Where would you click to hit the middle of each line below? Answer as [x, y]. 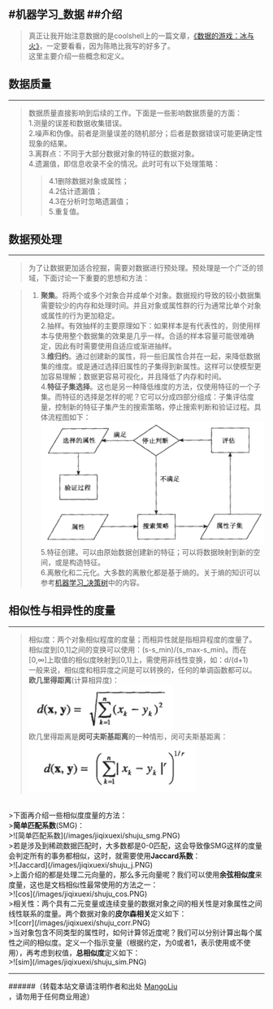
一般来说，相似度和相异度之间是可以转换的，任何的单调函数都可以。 [142, 669]
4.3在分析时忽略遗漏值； [90, 201]
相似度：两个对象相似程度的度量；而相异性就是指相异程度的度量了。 [142, 639]
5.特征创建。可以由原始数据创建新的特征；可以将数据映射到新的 [147, 552]
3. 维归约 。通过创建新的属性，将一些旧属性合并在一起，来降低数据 [150, 357]
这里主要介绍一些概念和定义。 [78, 56]
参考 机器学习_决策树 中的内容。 [92, 582]
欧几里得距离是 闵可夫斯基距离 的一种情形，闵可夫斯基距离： [128, 736]
